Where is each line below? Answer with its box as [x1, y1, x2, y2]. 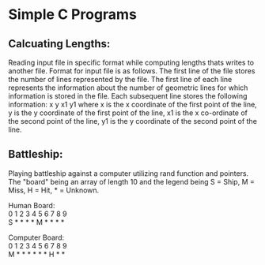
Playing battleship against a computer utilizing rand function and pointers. [8, 168, 249, 178]
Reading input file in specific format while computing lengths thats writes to [8, 58, 255, 67]
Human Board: [8, 200, 55, 210]
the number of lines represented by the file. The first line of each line [8, 75, 233, 84]
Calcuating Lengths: [8, 37, 111, 50]
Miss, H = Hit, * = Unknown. [8, 185, 100, 195]
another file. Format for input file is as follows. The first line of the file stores [8, 66, 256, 76]
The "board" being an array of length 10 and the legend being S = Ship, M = [8, 177, 255, 186]
